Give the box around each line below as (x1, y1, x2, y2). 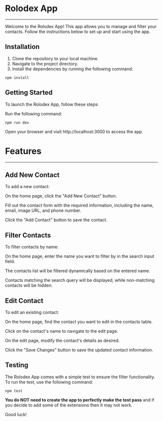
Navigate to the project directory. (12, 61, 79, 66)
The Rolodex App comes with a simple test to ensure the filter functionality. (5, 374, 155, 380)
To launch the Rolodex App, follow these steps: (5, 101, 99, 107)
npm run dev (5, 120, 29, 125)
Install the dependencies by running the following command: (12, 66, 133, 72)
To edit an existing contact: (5, 309, 59, 315)
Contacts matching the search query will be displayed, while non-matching (5, 277, 155, 283)
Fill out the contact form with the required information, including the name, (5, 202, 154, 209)
